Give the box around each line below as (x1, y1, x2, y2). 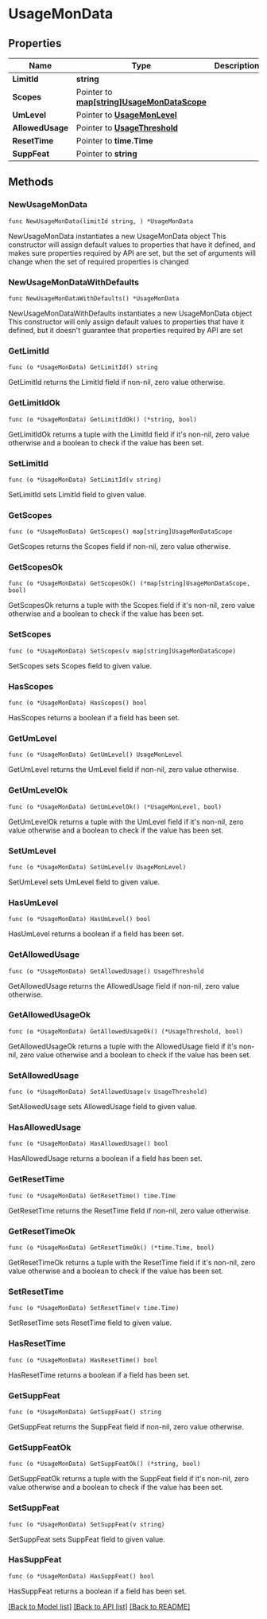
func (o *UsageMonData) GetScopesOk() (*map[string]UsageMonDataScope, (8, 579, 250, 588)
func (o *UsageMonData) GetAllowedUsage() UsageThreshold (8, 967, 204, 975)
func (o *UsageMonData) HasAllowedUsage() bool (8, 1140, 169, 1148)
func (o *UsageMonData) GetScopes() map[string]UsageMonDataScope (8, 527, 233, 536)
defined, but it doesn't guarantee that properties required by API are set (8, 325, 243, 335)
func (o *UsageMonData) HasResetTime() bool (8, 1356, 158, 1364)
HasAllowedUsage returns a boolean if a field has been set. (8, 1154, 203, 1163)
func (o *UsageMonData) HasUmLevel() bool (8, 915, 151, 923)
